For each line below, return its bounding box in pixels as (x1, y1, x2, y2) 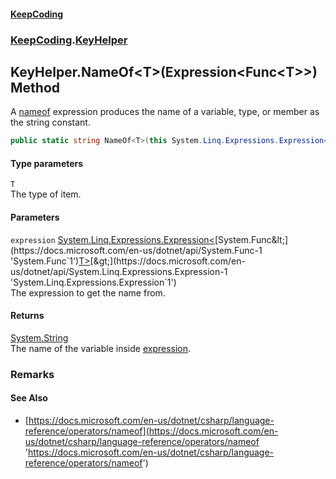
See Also (10, 392, 48, 404)
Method (10, 79, 61, 96)
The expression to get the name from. (10, 286, 166, 299)
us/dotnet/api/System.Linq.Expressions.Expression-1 (10, 265, 228, 277)
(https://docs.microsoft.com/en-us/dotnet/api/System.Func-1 (10, 244, 263, 256)
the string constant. (10, 116, 91, 129)
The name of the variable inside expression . (10, 342, 192, 354)
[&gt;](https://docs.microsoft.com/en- (89, 255, 246, 267)
